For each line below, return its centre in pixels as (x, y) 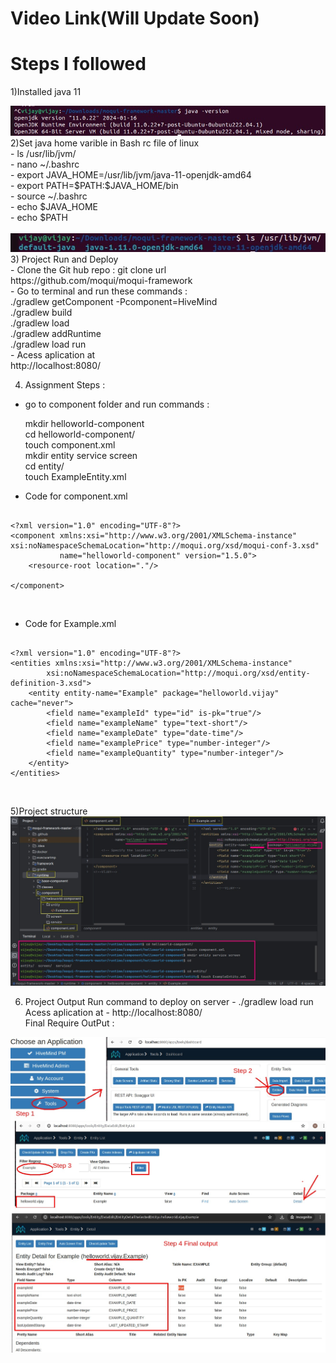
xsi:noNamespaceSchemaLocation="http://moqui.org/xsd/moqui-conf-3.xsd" (165, 546)
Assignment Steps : (65, 385)
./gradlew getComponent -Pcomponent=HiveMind (114, 302)
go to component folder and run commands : (117, 404)
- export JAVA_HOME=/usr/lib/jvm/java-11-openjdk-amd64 (131, 174)
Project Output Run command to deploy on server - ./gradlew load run (169, 1002)
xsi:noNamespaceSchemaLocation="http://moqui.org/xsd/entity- (178, 673)
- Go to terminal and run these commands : (99, 291)
